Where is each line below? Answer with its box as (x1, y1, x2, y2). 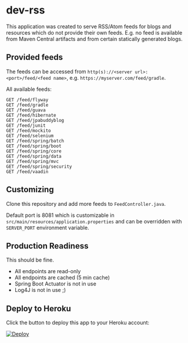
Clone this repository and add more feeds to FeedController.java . (6, 200, 166, 207)
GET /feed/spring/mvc (6, 158, 59, 164)
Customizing (6, 185, 54, 195)
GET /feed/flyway (6, 97, 49, 103)
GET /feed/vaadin (6, 168, 49, 175)
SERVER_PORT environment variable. (6, 224, 89, 231)
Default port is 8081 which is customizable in (6, 212, 115, 219)
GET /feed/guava (6, 107, 46, 113)
